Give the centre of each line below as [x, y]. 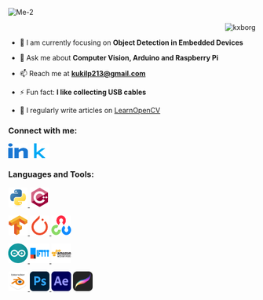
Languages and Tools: [51, 174]
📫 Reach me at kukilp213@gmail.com [82, 73]
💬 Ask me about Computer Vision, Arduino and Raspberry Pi [119, 58]
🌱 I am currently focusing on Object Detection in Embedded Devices [131, 42]
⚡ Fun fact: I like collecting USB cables [83, 92]
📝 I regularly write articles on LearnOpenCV [90, 110]
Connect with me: [43, 130]
